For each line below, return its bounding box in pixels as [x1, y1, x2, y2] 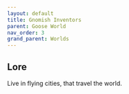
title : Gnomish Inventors [7, 16, 81, 23]
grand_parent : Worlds [7, 36, 70, 43]
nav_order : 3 [7, 29, 45, 36]
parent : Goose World [7, 23, 67, 30]
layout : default [7, 10, 54, 17]
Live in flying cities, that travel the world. [7, 79, 123, 87]
